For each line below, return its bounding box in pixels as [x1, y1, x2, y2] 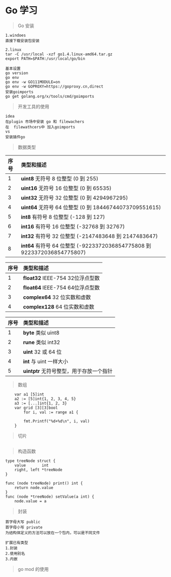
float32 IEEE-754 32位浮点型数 [23, 274, 100, 281]
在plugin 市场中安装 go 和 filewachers [5, 119, 84, 124]
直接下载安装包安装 [5, 38, 40, 43]
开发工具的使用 [17, 103, 49, 109]
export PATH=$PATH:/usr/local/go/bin [5, 56, 85, 61]
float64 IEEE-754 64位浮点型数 [23, 284, 100, 291]
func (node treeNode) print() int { [5, 480, 83, 486]
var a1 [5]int [14, 392, 44, 397]
